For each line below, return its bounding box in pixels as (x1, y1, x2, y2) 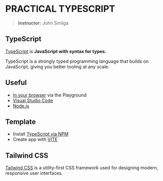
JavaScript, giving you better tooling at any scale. (5, 63, 110, 69)
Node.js (12, 102, 30, 109)
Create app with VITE (12, 136, 58, 143)
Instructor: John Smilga (17, 20, 69, 26)
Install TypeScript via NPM (12, 131, 69, 137)
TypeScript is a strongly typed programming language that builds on (5, 58, 149, 64)
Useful (5, 79, 27, 87)
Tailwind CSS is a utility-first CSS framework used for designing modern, (5, 165, 158, 171)
